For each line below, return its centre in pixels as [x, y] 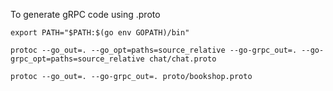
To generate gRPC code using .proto [85, 14]
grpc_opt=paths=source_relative [77, 59]
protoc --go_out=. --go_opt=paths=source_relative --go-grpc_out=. [154, 50]
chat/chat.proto [182, 59]
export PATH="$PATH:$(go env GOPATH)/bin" [100, 33]
